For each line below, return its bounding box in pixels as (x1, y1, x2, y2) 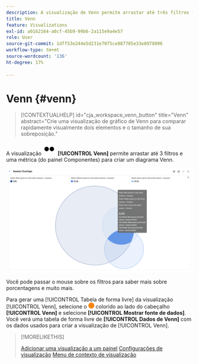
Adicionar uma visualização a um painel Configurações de (20, 344, 163, 352)
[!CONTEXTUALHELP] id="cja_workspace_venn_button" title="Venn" (20, 111, 188, 118)
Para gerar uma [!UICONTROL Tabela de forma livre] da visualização (6, 296, 174, 303)
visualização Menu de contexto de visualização (20, 351, 137, 358)
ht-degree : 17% (6, 59, 44, 65)
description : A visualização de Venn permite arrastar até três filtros (6, 9, 190, 15)
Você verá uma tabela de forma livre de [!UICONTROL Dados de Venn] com (6, 315, 191, 323)
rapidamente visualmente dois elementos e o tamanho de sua (20, 124, 171, 131)
